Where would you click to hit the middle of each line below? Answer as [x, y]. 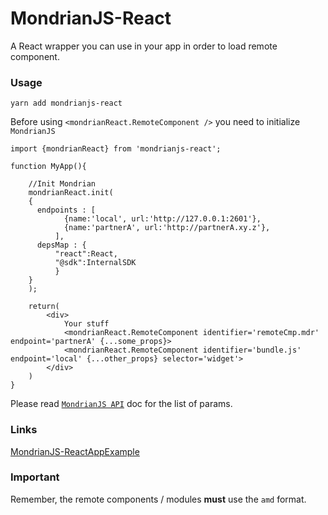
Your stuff [86, 324]
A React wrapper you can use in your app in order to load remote [144, 46]
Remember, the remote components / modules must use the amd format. [158, 499]
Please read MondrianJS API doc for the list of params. [121, 404]
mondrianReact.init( [71, 193]
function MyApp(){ [48, 167]
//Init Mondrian [62, 184]
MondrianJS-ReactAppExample [75, 451]
